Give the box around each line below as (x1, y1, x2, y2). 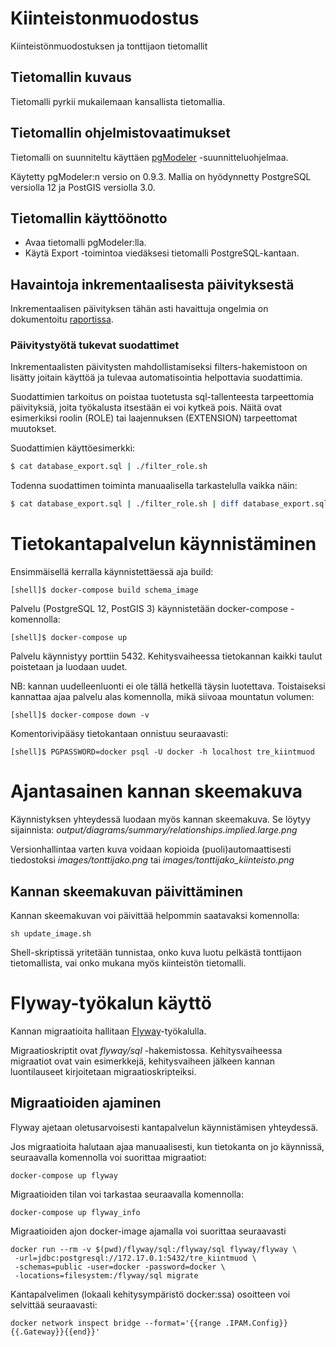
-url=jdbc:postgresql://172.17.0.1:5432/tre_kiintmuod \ (14, 1253, 257, 1263)
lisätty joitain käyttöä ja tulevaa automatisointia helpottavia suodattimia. (10, 372, 303, 384)
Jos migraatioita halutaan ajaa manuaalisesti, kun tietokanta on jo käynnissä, (10, 1140, 325, 1152)
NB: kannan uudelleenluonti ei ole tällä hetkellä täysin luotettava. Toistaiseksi (10, 680, 326, 692)
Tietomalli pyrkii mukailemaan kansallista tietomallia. (10, 95, 226, 107)
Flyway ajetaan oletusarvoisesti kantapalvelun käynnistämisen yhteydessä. (10, 1121, 319, 1133)
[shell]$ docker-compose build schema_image (10, 585, 199, 596)
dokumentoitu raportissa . (10, 313, 114, 326)
